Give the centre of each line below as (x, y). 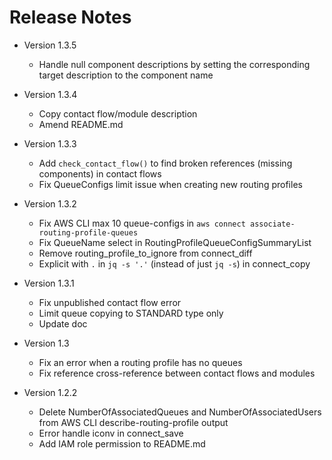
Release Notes (70, 17)
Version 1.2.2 (50, 392)
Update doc (63, 323)
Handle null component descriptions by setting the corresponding (174, 64)
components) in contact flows (100, 173)
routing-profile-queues (88, 232)
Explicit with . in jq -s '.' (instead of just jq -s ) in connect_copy (174, 263)
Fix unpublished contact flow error (110, 302)
